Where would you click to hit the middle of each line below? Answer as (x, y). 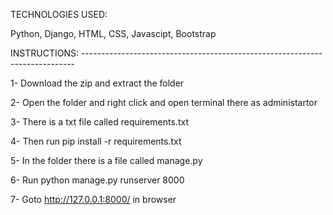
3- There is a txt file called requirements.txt (99, 122)
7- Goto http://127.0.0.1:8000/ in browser (93, 199)
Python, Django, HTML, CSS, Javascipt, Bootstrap (113, 33)
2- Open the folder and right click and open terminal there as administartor (164, 102)
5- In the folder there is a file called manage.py (106, 160)
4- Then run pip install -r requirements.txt (96, 141)
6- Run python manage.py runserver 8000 (97, 180)
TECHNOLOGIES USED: (59, 14)
